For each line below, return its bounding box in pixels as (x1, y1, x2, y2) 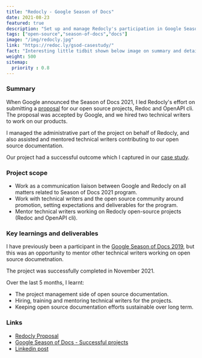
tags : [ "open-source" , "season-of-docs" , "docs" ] (6, 31, 128, 37)
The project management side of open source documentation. (14, 291, 170, 298)
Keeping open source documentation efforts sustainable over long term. (14, 303, 194, 310)
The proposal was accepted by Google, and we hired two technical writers (6, 111, 191, 118)
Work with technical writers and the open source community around (14, 195, 184, 202)
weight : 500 (6, 54, 36, 60)
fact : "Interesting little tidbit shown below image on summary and (6, 48, 182, 54)
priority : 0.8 (11, 64, 50, 71)
